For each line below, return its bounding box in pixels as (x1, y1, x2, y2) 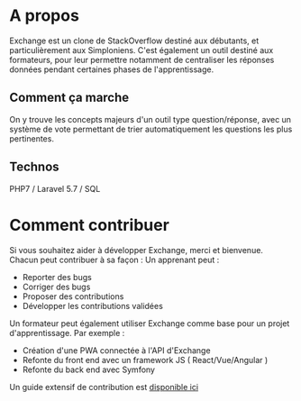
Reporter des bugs (22, 271, 92, 282)
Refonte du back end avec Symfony (22, 364, 156, 375)
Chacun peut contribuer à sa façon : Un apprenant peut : (9, 254, 220, 265)
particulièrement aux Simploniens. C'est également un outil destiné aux (9, 44, 274, 55)
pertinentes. (9, 132, 54, 144)
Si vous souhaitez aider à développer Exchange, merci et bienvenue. (9, 244, 264, 255)
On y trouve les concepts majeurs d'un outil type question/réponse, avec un (9, 114, 291, 124)
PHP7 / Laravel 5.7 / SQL (9, 183, 101, 194)
